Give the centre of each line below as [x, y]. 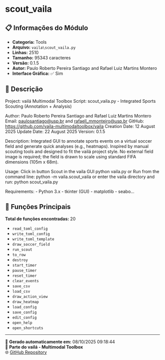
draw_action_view [30, 297]
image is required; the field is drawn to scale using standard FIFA [71, 156]
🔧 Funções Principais [38, 207]
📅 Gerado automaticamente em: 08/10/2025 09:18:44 [60, 342]
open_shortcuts [28, 328]
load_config [24, 307]
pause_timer [24, 270]
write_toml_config [31, 234]
